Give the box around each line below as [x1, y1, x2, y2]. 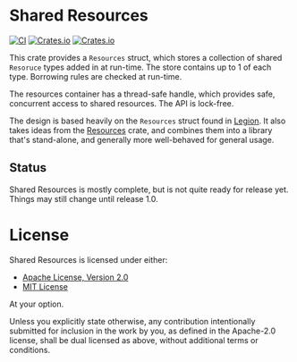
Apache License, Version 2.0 [21, 272, 129, 282]
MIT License [21, 281, 69, 291]
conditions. [9, 344, 51, 355]
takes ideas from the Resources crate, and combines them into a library [9, 124, 273, 135]
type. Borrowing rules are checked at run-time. [9, 71, 182, 81]
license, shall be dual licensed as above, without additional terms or [9, 334, 259, 345]
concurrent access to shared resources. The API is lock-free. [9, 97, 234, 108]
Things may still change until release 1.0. [9, 193, 158, 204]
